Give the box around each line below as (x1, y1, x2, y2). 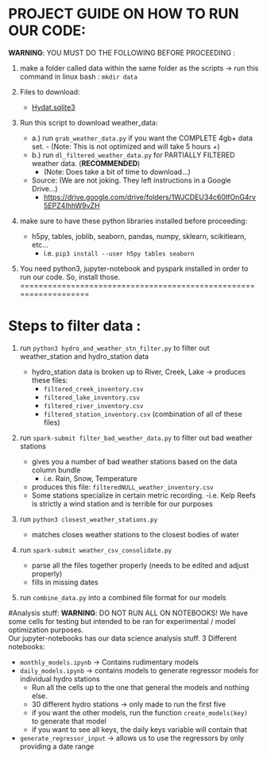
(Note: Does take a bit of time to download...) (43, 167, 191, 176)
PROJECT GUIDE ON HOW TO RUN (8, 5, 240, 23)
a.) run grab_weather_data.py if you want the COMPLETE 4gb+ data (31, 133, 253, 143)
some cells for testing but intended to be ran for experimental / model (8, 616, 236, 626)
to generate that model (31, 716, 107, 726)
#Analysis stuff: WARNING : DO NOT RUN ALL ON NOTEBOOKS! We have (8, 608, 249, 618)
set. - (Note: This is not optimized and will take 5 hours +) (31, 141, 220, 151)
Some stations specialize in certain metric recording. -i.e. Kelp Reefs (31, 490, 256, 500)
